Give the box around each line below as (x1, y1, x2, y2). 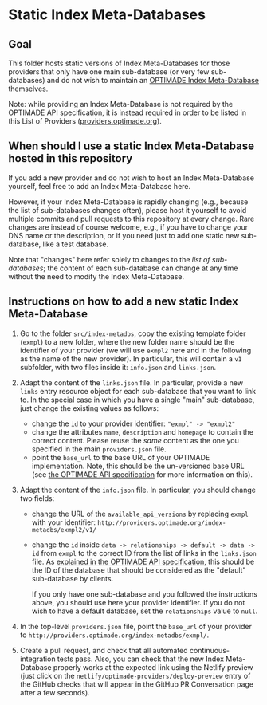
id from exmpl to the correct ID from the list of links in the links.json (31, 548, 257, 557)
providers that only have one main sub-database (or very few (8, 67, 210, 77)
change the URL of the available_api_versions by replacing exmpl (31, 509, 249, 518)
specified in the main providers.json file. (31, 444, 167, 454)
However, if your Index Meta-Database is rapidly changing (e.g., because (8, 197, 249, 207)
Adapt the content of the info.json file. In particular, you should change (19, 485, 257, 494)
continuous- (190, 645, 230, 655)
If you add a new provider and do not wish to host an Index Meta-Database (8, 173, 255, 183)
